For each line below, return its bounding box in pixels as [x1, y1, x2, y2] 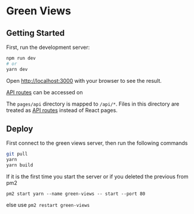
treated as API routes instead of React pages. [6, 106, 118, 114]
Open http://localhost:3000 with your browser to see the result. [6, 77, 162, 84]
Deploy [6, 124, 33, 134]
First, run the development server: [6, 44, 90, 51]
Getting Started [6, 28, 65, 38]
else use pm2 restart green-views [6, 201, 90, 209]
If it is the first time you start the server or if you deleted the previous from [6, 173, 189, 180]
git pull [6, 151, 28, 157]
